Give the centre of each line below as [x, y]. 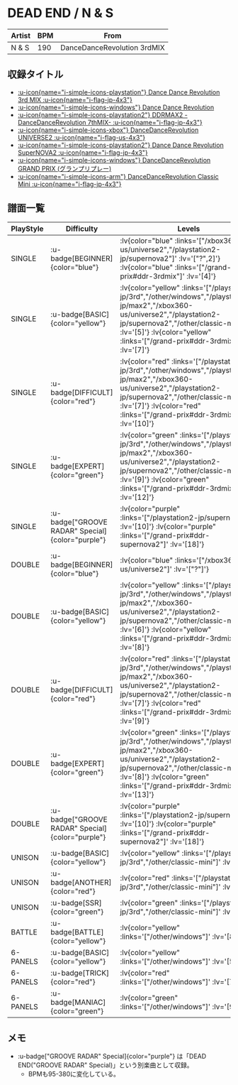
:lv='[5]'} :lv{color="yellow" [166, 332]
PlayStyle [27, 229]
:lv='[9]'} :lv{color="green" [165, 479]
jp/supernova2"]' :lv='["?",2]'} [170, 258]
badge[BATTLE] [77, 932]
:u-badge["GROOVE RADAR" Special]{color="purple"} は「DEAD [112, 1057]
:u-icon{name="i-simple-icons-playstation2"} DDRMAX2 [100, 114]
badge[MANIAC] [78, 1002]
